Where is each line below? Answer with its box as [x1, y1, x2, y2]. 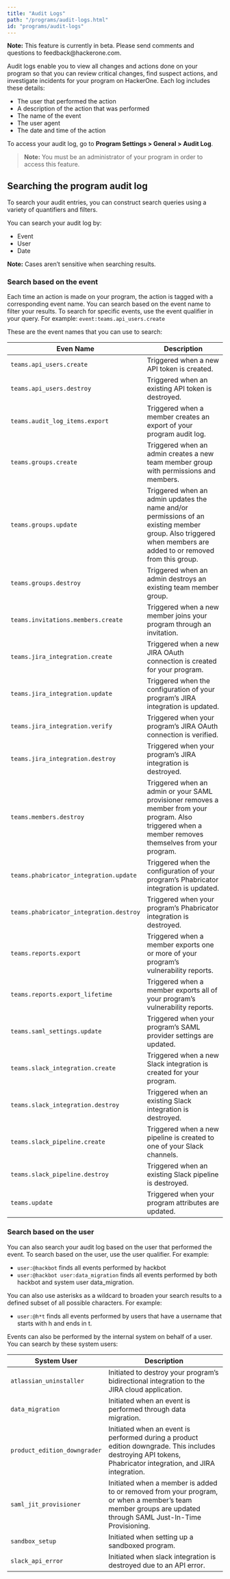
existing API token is [146, 384, 212, 394]
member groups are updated [108, 1504, 201, 1513]
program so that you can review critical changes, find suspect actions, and [7, 69, 218, 77]
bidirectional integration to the [108, 1376, 205, 1386]
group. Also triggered [146, 529, 216, 538]
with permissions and [146, 466, 216, 476]
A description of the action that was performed [16, 104, 150, 113]
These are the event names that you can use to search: [7, 328, 163, 336]
